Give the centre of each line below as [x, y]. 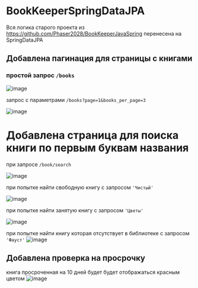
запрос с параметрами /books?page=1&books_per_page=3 [76, 100]
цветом [15, 279]
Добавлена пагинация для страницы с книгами [99, 58]
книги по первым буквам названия [98, 148]
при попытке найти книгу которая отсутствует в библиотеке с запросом [98, 233]
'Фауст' [16, 240]
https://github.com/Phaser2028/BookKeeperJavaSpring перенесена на [94, 33]
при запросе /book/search [39, 164]
